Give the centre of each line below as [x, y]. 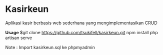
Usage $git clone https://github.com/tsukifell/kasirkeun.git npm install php [82, 32]
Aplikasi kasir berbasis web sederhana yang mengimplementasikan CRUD [81, 23]
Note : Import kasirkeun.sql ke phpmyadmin [50, 47]
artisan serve [19, 38]
